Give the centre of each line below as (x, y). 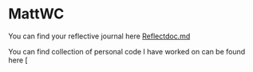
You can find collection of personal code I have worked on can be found (127, 51)
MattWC (36, 14)
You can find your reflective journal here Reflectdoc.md (99, 36)
